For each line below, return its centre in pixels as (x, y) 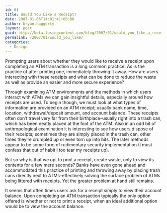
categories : (17, 42)
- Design (19, 47)
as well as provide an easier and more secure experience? (65, 82)
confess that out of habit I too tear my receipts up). (57, 150)
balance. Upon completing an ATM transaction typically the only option (78, 196)
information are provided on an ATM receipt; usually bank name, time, (77, 107)
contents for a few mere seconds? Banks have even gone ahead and (75, 165)
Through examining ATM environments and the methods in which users (78, 92)
